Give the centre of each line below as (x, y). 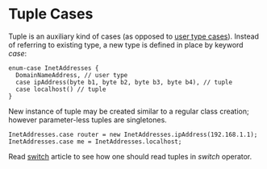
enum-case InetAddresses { (54, 68)
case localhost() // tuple (61, 89)
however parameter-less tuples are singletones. (88, 120)
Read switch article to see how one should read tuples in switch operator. (130, 156)
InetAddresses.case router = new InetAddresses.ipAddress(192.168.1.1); (133, 134)
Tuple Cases (51, 14)
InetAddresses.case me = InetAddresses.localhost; (95, 142)
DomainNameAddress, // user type (72, 75)
